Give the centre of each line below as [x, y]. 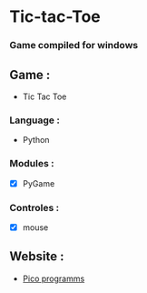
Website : [37, 257]
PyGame [39, 183]
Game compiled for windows [74, 45]
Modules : [32, 164]
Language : [35, 120]
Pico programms [54, 278]
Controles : [34, 207]
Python [36, 140]
